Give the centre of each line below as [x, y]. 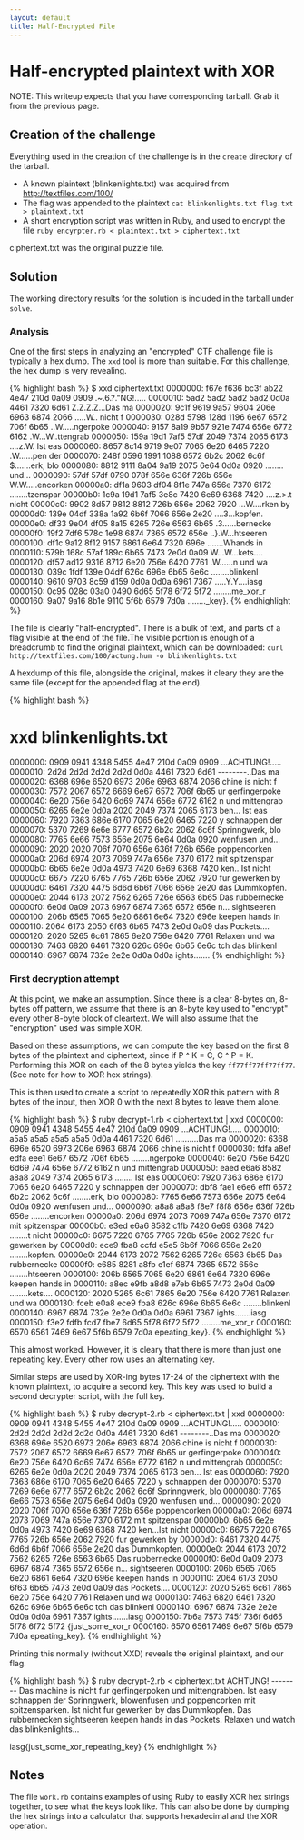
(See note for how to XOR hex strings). [82, 1075]
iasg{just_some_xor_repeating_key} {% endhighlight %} [113, 1746]
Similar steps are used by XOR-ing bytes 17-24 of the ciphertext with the [145, 1376]
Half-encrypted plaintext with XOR [142, 71]
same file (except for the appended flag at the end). [106, 683]
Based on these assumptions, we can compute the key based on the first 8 [149, 1045]
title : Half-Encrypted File [63, 26]
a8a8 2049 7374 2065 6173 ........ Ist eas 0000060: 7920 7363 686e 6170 [147, 1177]
